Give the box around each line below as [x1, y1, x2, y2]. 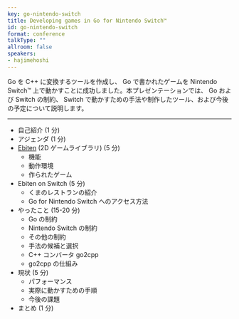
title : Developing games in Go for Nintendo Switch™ [7, 17, 167, 24]
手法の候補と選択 [28, 241, 79, 250]
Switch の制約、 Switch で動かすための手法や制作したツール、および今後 [15, 95, 229, 103]
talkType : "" [7, 37, 46, 44]
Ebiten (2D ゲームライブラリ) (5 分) [17, 143, 121, 152]
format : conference [7, 30, 65, 38]
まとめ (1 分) [17, 303, 54, 312]
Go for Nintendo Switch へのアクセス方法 [28, 197, 149, 205]
